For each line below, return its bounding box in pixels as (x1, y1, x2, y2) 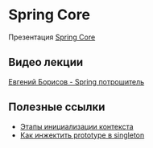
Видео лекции (8, 55, 84, 69)
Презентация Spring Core (8, 32, 96, 42)
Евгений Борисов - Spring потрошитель (8, 76, 145, 86)
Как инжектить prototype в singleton (19, 130, 145, 140)
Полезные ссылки (8, 101, 105, 114)
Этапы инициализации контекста (19, 121, 134, 131)
